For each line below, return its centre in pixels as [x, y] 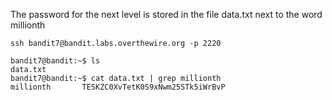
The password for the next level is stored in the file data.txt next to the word [166, 14]
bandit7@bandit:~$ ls [55, 61]
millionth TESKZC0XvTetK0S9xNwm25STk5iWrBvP [118, 87]
